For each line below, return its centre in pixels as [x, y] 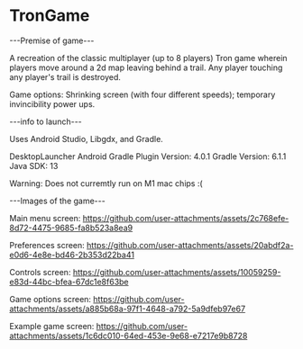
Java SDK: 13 [34, 166]
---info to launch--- [46, 121]
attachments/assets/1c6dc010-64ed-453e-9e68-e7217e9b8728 [129, 336]
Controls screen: [40, 272]
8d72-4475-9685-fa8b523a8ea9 [71, 228]
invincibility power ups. [52, 103]
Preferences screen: [47, 245]
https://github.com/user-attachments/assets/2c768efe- [186, 218]
